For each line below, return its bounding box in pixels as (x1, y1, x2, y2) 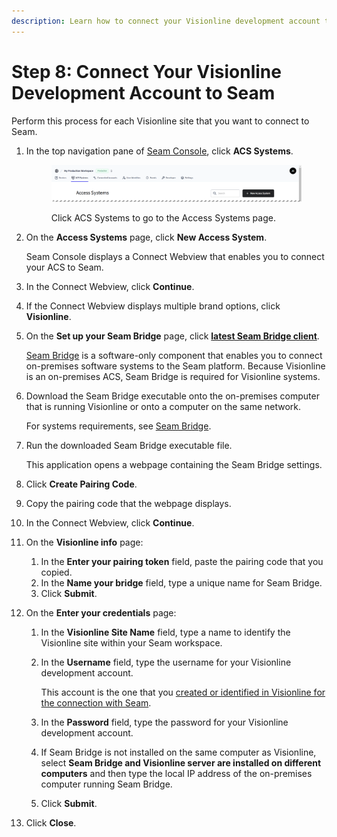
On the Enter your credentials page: (25, 607, 177, 619)
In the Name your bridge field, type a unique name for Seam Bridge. (40, 577, 323, 589)
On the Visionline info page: (25, 536, 144, 549)
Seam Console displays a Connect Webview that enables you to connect (25, 251, 325, 263)
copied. (40, 566, 73, 579)
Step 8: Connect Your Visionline (11, 60, 282, 83)
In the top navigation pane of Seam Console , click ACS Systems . (25, 145, 294, 157)
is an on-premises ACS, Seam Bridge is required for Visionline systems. (25, 371, 321, 383)
